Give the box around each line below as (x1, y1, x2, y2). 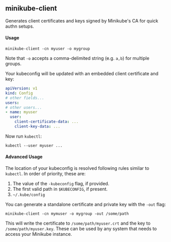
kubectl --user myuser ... (5, 143, 63, 148)
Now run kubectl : (5, 133, 42, 139)
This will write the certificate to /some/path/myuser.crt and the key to (5, 220, 151, 227)
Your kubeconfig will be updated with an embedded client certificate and (5, 71, 159, 77)
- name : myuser (5, 109, 38, 115)
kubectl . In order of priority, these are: (5, 171, 86, 177)
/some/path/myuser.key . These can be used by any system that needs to (5, 226, 157, 232)
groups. (5, 61, 22, 67)
